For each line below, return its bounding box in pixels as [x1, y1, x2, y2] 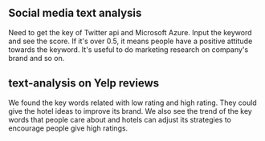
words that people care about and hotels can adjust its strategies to [8, 115, 231, 124]
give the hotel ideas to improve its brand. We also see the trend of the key [8, 106, 253, 115]
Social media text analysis [8, 6, 142, 20]
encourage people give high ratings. [8, 123, 128, 133]
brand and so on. [8, 53, 65, 62]
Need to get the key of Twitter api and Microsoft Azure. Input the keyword [8, 27, 252, 37]
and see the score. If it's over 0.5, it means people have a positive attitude [8, 36, 253, 46]
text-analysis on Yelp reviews [8, 76, 160, 91]
